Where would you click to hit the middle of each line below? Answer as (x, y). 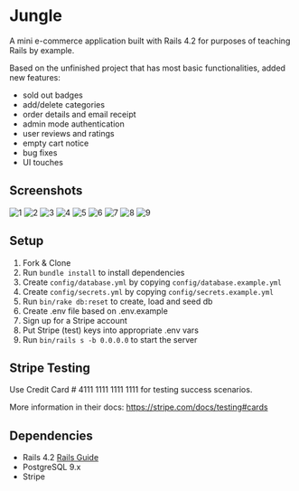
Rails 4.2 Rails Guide (61, 458)
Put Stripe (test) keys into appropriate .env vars (110, 330)
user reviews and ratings (68, 133)
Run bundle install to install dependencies (103, 272)
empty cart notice (56, 143)
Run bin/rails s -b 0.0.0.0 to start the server (110, 339)
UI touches (42, 162)
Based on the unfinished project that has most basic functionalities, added (148, 68)
